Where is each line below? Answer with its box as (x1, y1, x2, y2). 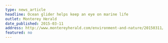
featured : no (5, 30, 32, 35)
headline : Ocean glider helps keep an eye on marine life (5, 12, 128, 17)
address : (5, 26, 23, 31)
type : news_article (5, 7, 46, 12)
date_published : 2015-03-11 (5, 21, 64, 26)
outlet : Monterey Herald (5, 16, 57, 21)
